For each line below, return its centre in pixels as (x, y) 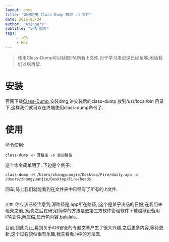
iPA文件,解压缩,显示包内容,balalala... (42, 217)
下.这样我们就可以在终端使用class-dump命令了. (54, 107)
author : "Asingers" (26, 24)
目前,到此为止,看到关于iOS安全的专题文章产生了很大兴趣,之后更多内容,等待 (82, 227)
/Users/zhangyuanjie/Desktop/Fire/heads (48, 179)
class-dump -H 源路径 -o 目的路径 (39, 155)
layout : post (19, 10)
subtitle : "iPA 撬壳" (27, 29)
